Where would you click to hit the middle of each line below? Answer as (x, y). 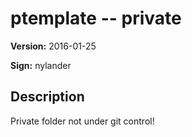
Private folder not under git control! (82, 121)
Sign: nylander (41, 65)
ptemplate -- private (96, 18)
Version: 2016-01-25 (53, 46)
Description (47, 97)
